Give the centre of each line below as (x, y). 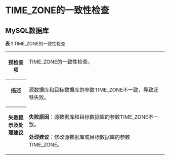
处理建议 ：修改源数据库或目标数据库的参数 (79, 137)
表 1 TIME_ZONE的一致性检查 (35, 44)
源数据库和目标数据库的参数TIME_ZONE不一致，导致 (91, 90)
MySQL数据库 (27, 31)
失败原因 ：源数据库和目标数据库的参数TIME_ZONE (89, 117)
